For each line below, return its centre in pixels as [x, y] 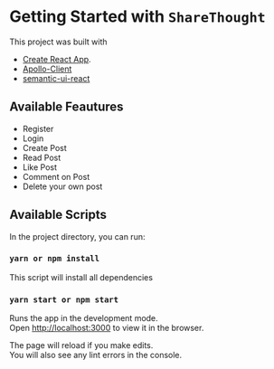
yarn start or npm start [64, 299]
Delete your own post [62, 186]
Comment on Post [56, 176]
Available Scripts [58, 215]
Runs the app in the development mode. [84, 318]
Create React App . [57, 59]
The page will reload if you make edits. [81, 345]
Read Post [42, 157]
